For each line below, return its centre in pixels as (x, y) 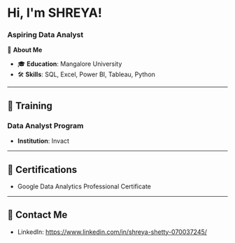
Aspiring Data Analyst (45, 35)
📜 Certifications (42, 169)
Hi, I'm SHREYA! (55, 13)
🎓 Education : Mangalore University (70, 64)
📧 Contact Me (37, 215)
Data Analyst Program (45, 125)
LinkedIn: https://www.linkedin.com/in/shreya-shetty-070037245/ (112, 232)
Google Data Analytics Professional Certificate (84, 186)
